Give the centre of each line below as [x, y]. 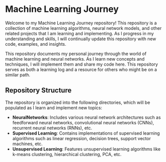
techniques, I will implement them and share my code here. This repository [82, 64]
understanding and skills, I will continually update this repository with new [81, 39]
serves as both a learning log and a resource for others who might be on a [81, 69]
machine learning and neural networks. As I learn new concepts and [75, 59]
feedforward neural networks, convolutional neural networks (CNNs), [83, 122]
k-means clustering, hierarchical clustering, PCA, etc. [67, 154]
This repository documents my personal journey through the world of [76, 54]
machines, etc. [28, 144]
